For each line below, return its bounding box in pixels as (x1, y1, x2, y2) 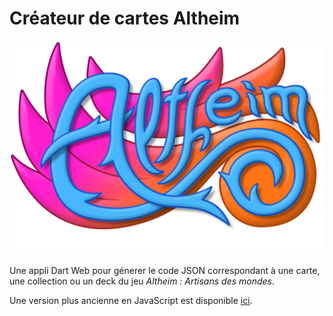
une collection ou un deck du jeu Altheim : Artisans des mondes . (9, 275, 276, 287)
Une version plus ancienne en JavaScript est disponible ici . (9, 294, 253, 306)
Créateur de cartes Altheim (9, 7, 241, 30)
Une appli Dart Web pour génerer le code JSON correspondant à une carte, (9, 264, 321, 276)
